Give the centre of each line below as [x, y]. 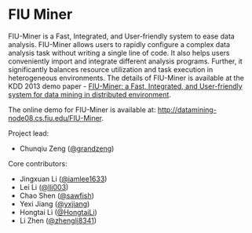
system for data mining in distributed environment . [89, 94]
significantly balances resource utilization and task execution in [111, 69]
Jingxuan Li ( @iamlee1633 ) [63, 179]
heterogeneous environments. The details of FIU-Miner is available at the [126, 78]
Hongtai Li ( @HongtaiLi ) [58, 212]
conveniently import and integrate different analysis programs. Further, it [126, 61]
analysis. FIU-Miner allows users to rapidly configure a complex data [119, 44]
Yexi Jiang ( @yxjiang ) [55, 204]
